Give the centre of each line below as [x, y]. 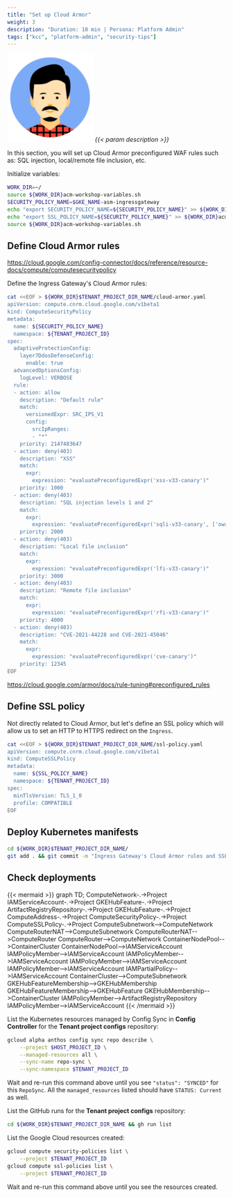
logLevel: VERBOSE [46, 378]
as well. [18, 1097]
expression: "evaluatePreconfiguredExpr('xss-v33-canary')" [121, 481]
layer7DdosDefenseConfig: [57, 356]
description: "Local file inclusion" [74, 547]
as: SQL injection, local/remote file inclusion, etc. [77, 161]
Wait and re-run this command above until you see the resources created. [113, 1187]
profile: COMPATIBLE [43, 803]
